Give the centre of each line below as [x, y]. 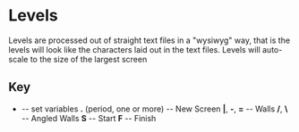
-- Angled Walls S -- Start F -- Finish [89, 118]
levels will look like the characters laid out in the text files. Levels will [134, 49]
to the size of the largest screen [89, 59]
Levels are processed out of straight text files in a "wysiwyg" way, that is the [149, 40]
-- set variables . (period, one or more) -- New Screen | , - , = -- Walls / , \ [154, 109]
